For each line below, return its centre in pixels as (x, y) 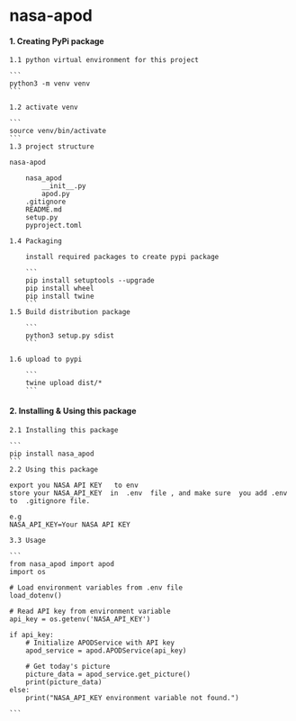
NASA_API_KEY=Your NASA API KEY (70, 524)
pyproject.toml (54, 226)
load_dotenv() (36, 595)
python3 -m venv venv (50, 84)
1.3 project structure (52, 147)
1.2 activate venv (44, 108)
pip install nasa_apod (52, 454)
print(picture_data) (64, 682)
